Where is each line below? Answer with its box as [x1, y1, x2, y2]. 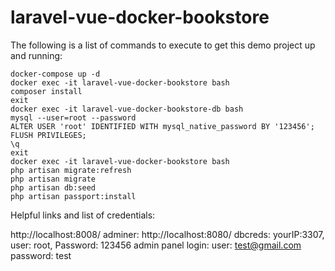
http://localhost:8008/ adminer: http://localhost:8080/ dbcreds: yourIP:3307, [10, 228, 325, 240]
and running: [10, 49, 63, 61]
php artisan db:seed [10, 182, 97, 193]
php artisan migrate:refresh [10, 165, 132, 175]
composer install [10, 86, 83, 96]
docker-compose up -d [10, 69, 101, 79]
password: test [10, 249, 72, 261]
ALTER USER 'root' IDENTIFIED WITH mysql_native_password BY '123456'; [10, 121, 315, 131]
